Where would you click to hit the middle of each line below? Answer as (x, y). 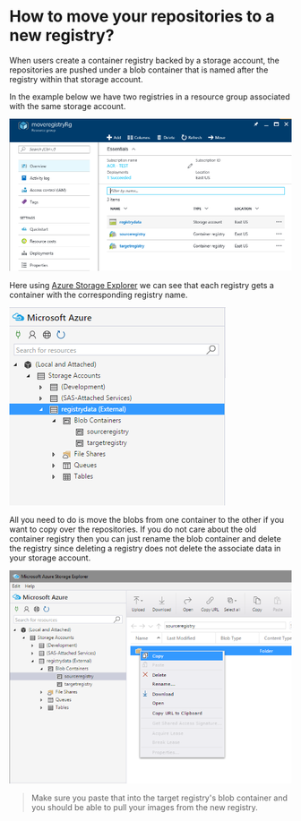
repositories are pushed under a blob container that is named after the (139, 70)
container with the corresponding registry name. (99, 295)
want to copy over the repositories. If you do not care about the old (133, 529)
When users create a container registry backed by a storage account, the (144, 60)
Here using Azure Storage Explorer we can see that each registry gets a (142, 285)
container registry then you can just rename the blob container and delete (146, 538)
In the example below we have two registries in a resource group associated (150, 97)
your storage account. (50, 558)
